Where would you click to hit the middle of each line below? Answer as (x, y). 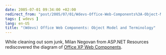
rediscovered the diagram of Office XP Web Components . (64, 47)
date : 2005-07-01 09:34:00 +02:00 (41, 10)
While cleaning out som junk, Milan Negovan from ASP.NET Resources (77, 42)
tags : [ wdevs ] (22, 19)
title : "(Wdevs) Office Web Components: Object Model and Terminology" (80, 28)
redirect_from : (21, 14)
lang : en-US (17, 23)
